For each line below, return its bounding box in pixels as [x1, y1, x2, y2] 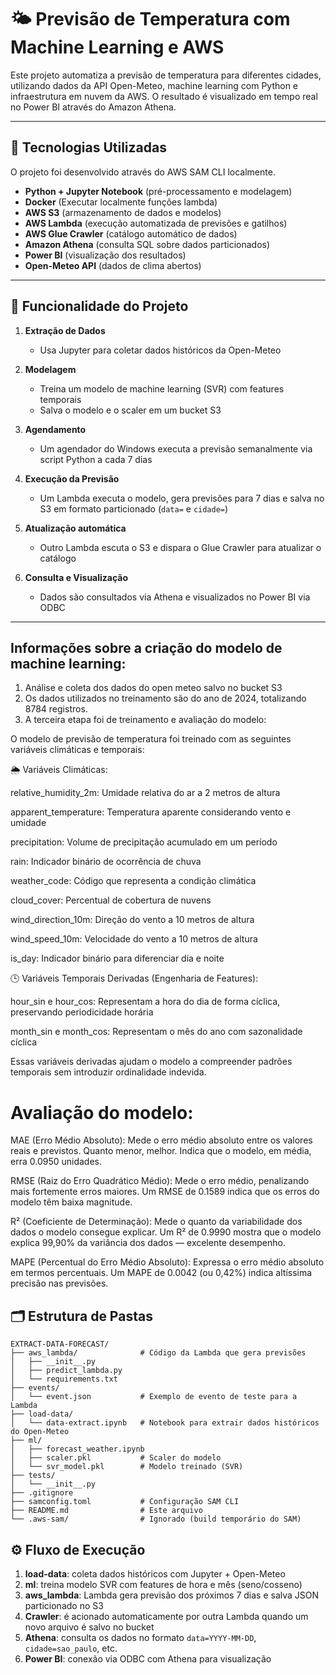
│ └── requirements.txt [10, 1374, 118, 1385]
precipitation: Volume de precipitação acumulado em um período [10, 836, 278, 848]
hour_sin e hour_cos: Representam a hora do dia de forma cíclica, [10, 996, 281, 1008]
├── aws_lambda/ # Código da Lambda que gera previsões [10, 1348, 307, 1358]
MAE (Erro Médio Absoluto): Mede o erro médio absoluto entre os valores [10, 1134, 313, 1146]
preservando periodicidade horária [10, 1006, 154, 1018]
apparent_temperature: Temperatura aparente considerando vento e [10, 806, 292, 818]
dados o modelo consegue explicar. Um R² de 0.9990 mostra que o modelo [10, 1226, 322, 1238]
